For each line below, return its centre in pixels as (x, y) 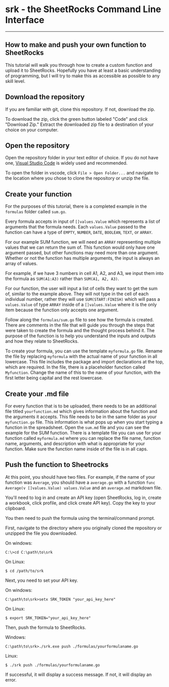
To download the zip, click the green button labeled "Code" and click (76, 119)
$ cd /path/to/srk (24, 571)
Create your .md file (37, 394)
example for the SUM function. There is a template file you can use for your (83, 433)
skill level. (15, 81)
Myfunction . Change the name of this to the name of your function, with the (83, 373)
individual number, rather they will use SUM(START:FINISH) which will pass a (82, 299)
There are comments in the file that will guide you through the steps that (80, 325)
